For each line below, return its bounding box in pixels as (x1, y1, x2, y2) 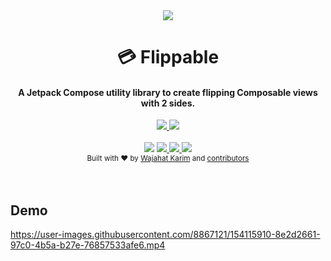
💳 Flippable (116, 46, 220, 69)
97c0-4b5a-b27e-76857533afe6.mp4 (10, 239, 166, 251)
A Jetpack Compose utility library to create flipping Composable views (18, 86, 318, 98)
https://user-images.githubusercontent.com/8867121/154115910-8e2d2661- (10, 229, 321, 241)
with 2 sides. (140, 97, 196, 109)
